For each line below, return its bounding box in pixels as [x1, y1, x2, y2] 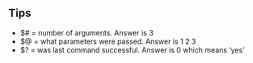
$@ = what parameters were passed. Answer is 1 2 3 [19, 36, 196, 46]
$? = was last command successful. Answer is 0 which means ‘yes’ [19, 44, 245, 55]
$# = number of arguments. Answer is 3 [19, 27, 154, 37]
